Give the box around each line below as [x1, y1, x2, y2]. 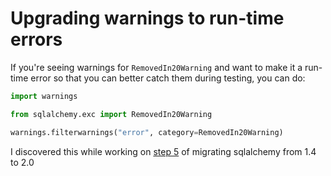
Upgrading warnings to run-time [10, 7, 285, 30]
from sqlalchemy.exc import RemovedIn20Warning [10, 109, 213, 119]
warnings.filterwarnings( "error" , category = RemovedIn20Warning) [10, 127, 284, 137]
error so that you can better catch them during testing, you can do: [30, 72, 306, 84]
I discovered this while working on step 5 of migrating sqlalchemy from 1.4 [10, 145, 317, 157]
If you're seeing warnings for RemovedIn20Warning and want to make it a [10, 61, 303, 73]
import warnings [10, 91, 78, 101]
